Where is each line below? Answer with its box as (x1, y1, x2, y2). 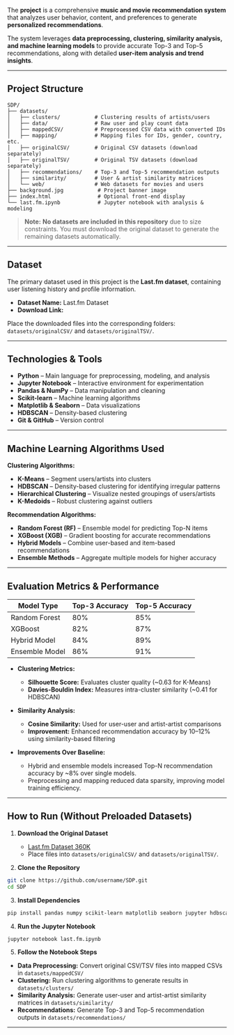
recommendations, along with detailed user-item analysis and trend (7, 49, 204, 57)
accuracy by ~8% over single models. (27, 769, 137, 777)
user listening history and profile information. (7, 285, 136, 293)
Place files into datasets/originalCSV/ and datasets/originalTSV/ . (27, 850, 219, 858)
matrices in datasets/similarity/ (17, 999, 114, 1007)
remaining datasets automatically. (24, 232, 121, 240)
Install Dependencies (17, 896, 80, 904)
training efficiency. (27, 784, 81, 793)
